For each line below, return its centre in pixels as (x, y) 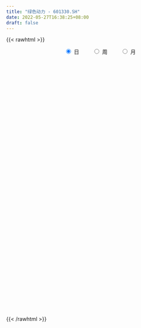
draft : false (22, 23)
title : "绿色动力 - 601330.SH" (43, 12)
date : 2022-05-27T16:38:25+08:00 (48, 17)
